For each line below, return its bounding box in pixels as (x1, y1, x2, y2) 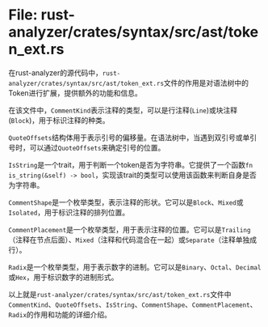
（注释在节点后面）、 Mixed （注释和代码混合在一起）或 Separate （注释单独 (8, 235, 250, 244)
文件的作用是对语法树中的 (163, 78, 249, 87)
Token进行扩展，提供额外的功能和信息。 (8, 87, 143, 98)
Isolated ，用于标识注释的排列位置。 (8, 207, 130, 217)
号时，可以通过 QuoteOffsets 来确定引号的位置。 (8, 142, 165, 152)
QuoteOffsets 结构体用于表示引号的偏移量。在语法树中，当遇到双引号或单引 (8, 132, 257, 142)
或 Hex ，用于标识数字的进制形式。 (8, 272, 119, 282)
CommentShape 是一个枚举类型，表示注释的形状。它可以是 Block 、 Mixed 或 (8, 197, 244, 207)
